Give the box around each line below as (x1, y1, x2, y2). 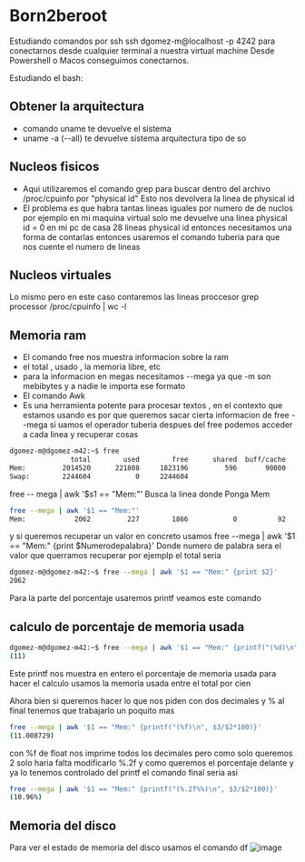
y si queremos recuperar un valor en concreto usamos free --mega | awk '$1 (9, 531, 296, 542)
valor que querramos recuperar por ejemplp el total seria (9, 550, 221, 561)
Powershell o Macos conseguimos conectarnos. (9, 55, 190, 65)
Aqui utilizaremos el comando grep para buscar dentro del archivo (22, 183, 271, 194)
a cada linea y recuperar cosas (22, 429, 139, 440)
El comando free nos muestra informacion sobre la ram (22, 352, 229, 363)
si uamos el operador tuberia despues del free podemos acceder (49, 419, 293, 430)
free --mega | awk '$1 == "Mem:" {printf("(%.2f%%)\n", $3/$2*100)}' (9, 784, 279, 794)
